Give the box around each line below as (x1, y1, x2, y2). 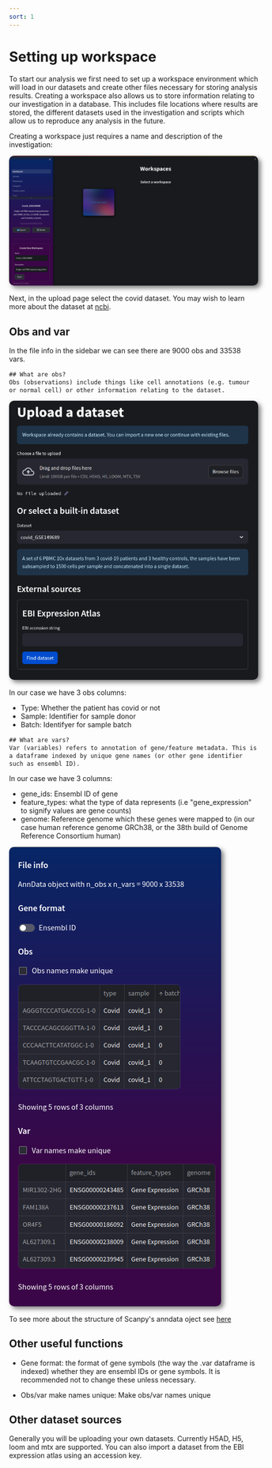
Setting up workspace (9, 47, 157, 66)
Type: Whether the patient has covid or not (20, 703, 161, 712)
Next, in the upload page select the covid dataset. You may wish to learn (9, 293, 245, 304)
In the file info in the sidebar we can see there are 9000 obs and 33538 (9, 346, 241, 356)
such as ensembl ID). (9, 760, 81, 768)
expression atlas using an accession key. (9, 1451, 142, 1460)
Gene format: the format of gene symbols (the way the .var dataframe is (20, 1358, 255, 1368)
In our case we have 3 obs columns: (9, 688, 127, 697)
